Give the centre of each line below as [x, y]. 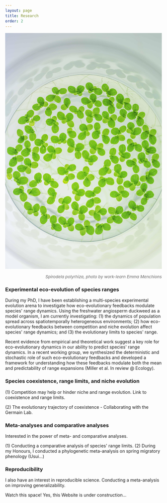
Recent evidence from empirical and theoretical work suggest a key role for [82, 342]
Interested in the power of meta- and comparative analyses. [66, 436]
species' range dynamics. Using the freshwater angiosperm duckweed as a [83, 311]
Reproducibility [24, 469]
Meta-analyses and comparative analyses [57, 425]
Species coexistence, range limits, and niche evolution [73, 381]
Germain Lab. [19, 412]
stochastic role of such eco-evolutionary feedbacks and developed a [76, 358]
